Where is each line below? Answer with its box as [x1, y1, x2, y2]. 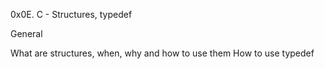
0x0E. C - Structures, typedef [10, 9, 133, 20]
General [10, 28, 43, 39]
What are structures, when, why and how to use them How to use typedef [10, 47, 315, 59]
